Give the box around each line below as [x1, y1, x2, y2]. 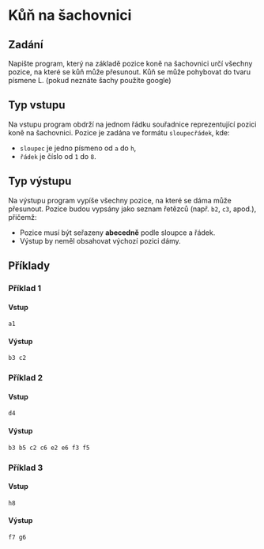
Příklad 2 [8, 373, 43, 384]
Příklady [8, 259, 51, 273]
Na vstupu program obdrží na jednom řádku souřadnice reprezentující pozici [8, 119, 257, 129]
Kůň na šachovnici [8, 6, 132, 25]
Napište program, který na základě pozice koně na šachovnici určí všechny [8, 59, 253, 68]
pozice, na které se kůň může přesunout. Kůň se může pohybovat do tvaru [8, 67, 251, 77]
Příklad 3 [8, 462, 43, 473]
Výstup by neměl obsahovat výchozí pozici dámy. [19, 236, 182, 245]
